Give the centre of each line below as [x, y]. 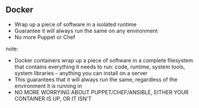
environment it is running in [48, 86]
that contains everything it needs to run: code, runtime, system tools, [100, 67]
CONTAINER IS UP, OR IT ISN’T [53, 98]
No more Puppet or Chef [45, 37]
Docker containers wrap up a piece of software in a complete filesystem [104, 60]
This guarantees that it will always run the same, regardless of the [96, 79]
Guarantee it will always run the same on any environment [86, 31]
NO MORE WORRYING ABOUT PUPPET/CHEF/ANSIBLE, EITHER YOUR [101, 92]
